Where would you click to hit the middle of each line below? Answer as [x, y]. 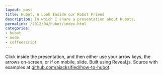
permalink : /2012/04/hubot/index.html [46, 24]
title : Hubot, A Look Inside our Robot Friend [55, 14]
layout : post [19, 10]
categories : [18, 28]
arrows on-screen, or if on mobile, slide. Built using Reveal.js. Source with [82, 62]
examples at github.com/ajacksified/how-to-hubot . [58, 67]
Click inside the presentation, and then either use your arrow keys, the [78, 56]
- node [12, 38]
